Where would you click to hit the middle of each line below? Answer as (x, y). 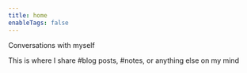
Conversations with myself (51, 45)
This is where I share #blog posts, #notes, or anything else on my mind (124, 60)
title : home (28, 15)
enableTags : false (38, 23)
